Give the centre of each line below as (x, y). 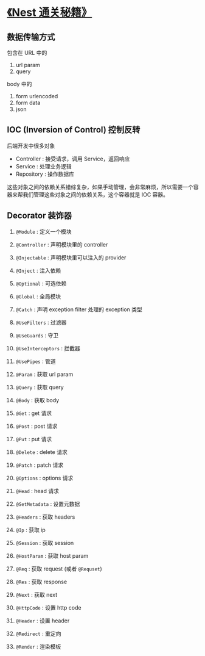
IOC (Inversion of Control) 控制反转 (74, 130)
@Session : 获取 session (45, 542)
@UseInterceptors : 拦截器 (48, 348)
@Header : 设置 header (43, 621)
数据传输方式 (31, 37)
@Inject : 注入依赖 (38, 270)
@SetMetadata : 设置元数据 (48, 503)
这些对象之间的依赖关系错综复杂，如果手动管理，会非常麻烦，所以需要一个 (100, 187)
